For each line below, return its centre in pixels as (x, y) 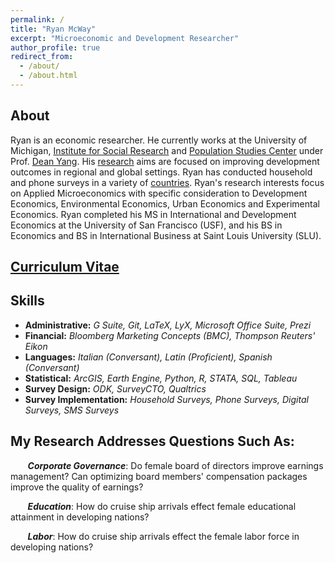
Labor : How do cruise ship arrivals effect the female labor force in (163, 536)
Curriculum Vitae (65, 267)
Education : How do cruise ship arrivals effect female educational (162, 506)
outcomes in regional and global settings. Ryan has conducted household (161, 172)
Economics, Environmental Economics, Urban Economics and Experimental (165, 203)
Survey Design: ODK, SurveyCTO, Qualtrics (115, 388)
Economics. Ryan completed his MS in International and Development (153, 214)
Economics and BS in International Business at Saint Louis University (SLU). (166, 235)
